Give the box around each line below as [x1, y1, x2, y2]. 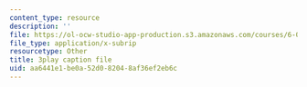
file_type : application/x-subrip [9, 38, 137, 48]
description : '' [9, 22, 71, 31]
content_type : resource [9, 13, 101, 23]
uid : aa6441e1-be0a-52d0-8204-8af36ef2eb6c [9, 64, 178, 73]
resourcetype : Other [9, 47, 89, 56]
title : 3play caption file [9, 55, 112, 64]
